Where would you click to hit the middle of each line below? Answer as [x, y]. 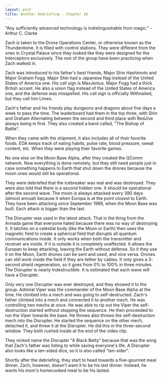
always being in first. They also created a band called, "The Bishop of [75, 123]
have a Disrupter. [22, 275]
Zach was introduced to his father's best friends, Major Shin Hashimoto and [81, 72]
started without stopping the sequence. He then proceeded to [91, 310]
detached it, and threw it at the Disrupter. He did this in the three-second [78, 325]
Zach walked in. [21, 63]
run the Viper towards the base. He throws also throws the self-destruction [80, 315]
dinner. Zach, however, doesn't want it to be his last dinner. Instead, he [76, 365]
